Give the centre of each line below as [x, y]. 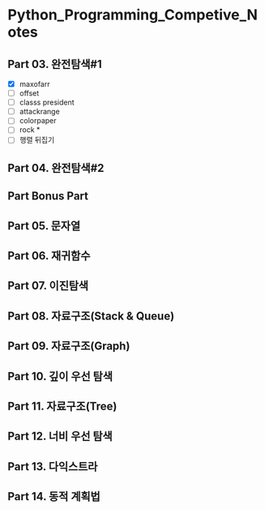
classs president [47, 102]
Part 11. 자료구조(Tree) [62, 406]
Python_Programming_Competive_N [133, 15]
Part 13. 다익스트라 [53, 467]
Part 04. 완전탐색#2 [56, 168]
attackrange [39, 112]
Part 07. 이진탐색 [48, 286]
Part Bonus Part [48, 196]
